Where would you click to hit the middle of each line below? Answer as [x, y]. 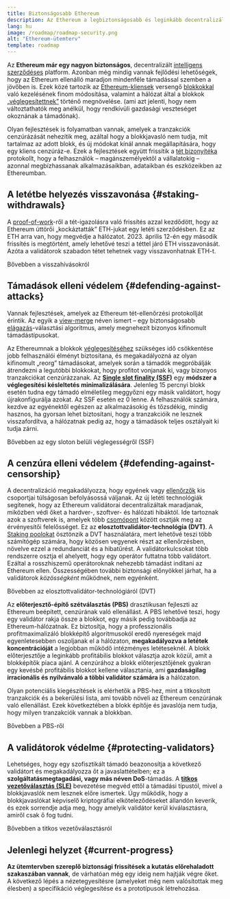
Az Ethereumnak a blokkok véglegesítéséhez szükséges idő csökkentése [110, 348]
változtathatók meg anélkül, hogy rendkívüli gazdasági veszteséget [102, 108]
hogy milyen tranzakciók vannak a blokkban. [70, 713]
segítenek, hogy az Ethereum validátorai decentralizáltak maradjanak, [105, 505]
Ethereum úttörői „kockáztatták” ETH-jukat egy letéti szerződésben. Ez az [111, 229]
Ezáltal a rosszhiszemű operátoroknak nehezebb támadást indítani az [105, 563]
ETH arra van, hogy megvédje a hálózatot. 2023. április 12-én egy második [112, 236]
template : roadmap [33, 45]
